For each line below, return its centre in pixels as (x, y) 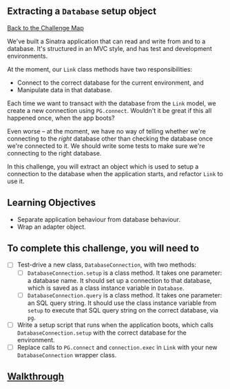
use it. (16, 181)
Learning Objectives (52, 203)
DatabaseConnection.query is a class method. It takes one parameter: (125, 295)
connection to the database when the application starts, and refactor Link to (115, 174)
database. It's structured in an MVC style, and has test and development (109, 48)
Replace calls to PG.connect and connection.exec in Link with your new (117, 347)
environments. (28, 56)
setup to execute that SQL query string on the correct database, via (123, 310)
